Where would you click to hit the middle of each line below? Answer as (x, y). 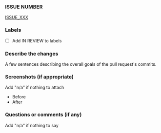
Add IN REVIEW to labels (37, 40)
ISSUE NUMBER (24, 7)
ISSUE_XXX (17, 18)
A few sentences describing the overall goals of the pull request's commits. (81, 64)
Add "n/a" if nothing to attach (35, 87)
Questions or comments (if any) (43, 114)
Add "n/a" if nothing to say (32, 125)
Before (19, 97)
